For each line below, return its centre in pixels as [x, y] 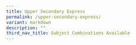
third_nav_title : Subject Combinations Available [68, 33]
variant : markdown [29, 22]
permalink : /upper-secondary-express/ [54, 17]
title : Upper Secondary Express [46, 11]
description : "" [26, 28]
